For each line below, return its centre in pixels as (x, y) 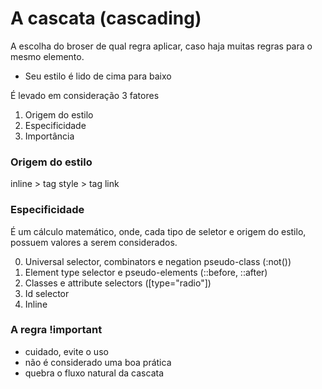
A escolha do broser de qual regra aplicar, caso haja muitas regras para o (161, 46)
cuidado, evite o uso (66, 351)
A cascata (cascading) (106, 18)
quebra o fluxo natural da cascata (94, 373)
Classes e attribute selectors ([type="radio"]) (118, 283)
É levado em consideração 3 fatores (85, 95)
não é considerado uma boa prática (98, 362)
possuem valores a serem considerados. (94, 242)
